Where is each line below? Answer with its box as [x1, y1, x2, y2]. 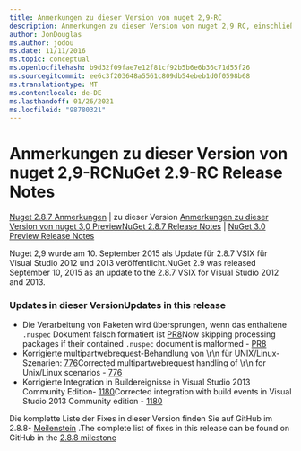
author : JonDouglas [9, 30, 82, 39]
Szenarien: [21, 358, 63, 368]
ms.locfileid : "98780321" [9, 105, 106, 114]
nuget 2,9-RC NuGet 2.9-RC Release [9, 163, 284, 183]
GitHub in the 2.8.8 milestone [9, 432, 116, 443]
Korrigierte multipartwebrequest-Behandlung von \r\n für [21, 348, 233, 359]
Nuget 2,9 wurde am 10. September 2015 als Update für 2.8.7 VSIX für [9, 248, 268, 259]
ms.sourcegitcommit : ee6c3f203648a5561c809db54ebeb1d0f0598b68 [9, 72, 251, 81]
